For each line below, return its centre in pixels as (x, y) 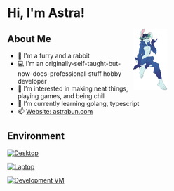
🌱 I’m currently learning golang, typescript (78, 104)
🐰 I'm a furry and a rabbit (53, 55)
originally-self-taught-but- (83, 64)
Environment (36, 136)
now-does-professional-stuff (59, 74)
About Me (29, 39)
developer (32, 81)
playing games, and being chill (61, 96)
